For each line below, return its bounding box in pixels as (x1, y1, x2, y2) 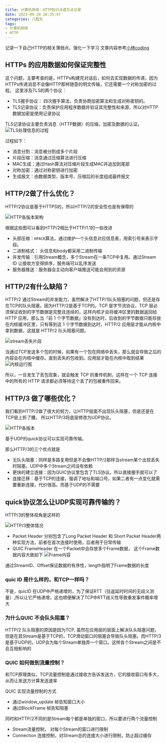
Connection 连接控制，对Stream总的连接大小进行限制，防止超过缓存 (12, 732, 152, 738)
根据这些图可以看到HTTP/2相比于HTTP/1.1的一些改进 (5, 225, 112, 231)
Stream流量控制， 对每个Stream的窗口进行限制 (12, 726, 108, 732)
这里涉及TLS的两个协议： (14, 87, 67, 93)
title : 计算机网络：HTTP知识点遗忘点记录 (5, 7, 82, 12)
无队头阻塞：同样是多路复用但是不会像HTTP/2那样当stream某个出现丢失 (12, 457, 160, 463)
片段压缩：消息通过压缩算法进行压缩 (12, 154, 87, 160)
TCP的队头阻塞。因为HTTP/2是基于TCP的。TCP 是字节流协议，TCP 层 (9, 302, 154, 309)
